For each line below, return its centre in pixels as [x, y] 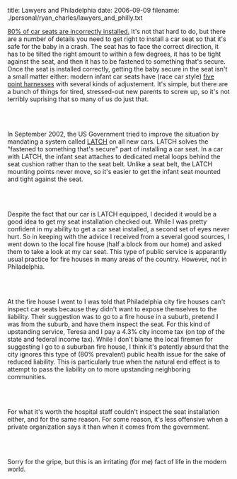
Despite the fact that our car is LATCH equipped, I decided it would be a [112, 214]
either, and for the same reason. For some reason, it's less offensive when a [118, 419]
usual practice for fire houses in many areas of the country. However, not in [117, 259]
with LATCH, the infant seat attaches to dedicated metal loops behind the [114, 156]
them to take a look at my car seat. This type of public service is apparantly [117, 252]
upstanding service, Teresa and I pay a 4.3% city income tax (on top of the [116, 331]
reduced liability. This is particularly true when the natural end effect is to [114, 362]
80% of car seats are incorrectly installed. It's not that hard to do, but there [117, 31]
